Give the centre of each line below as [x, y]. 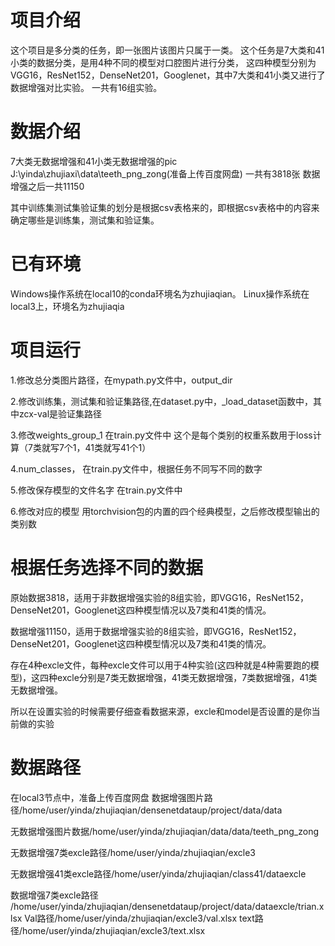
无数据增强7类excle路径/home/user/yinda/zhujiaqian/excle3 [133, 852]
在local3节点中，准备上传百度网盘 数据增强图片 [107, 797]
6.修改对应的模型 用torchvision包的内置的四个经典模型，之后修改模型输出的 [165, 511]
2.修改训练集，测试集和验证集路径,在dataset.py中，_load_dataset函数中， [162, 401]
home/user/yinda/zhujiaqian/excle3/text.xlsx [114, 930]
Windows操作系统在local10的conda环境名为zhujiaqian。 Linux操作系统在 [160, 293]
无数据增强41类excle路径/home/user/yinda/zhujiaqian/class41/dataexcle [158, 873]
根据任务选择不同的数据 [107, 567]
